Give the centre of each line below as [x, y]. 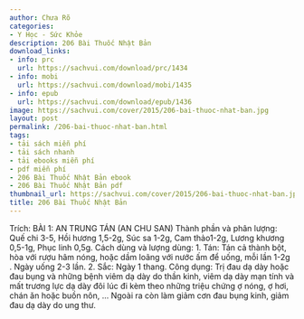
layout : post [34, 118]
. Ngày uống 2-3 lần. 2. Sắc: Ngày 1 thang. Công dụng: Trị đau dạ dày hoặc [149, 267]
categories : [32, 26]
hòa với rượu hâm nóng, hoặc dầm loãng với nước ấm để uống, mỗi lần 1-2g [150, 257]
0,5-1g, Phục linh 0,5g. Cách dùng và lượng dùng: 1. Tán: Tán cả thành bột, [148, 247]
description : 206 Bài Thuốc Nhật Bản [81, 43]
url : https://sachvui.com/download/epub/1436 [105, 102]
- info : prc [32, 60]
